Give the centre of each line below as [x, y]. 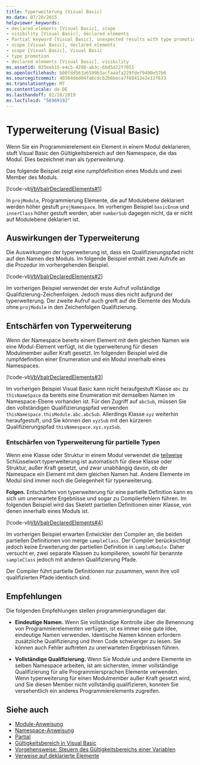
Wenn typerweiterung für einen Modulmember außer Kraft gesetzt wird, [103, 678]
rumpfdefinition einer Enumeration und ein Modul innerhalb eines [86, 359]
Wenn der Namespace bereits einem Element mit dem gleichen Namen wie [98, 340]
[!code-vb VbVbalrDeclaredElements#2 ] [54, 277]
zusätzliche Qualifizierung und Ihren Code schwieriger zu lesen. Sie [98, 641]
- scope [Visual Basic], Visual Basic [54, 51]
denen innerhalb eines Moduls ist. [48, 511]
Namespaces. [23, 366]
